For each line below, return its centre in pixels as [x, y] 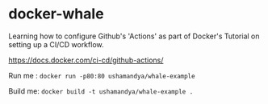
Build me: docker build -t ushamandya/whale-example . [101, 91]
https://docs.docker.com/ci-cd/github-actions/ [86, 60]
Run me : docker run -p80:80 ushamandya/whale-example [102, 75]
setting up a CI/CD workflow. [56, 44]
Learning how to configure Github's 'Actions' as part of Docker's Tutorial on [134, 36]
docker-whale [56, 14]
